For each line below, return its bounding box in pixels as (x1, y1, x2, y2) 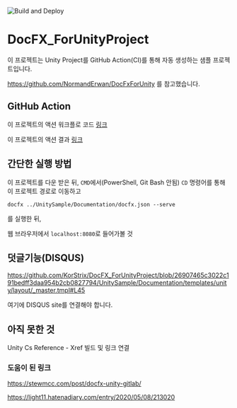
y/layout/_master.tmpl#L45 (7, 286, 86, 295)
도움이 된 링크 (7, 363, 52, 373)
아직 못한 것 (7, 323, 55, 335)
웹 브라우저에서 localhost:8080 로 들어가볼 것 (7, 229, 133, 238)
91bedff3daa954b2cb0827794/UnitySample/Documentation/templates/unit (7, 279, 227, 287)
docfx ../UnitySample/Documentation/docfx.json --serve (7, 201, 175, 208)
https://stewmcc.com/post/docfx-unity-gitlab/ (7, 379, 141, 388)
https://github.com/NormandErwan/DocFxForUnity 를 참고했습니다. (7, 79, 200, 88)
